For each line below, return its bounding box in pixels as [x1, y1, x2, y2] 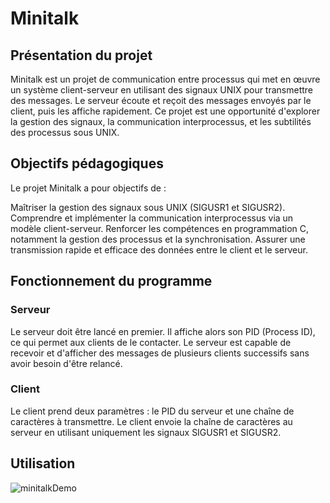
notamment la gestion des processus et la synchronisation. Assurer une [10, 233, 306, 245]
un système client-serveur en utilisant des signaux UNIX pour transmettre [10, 84, 314, 96]
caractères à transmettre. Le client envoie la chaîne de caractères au [10, 415, 293, 427]
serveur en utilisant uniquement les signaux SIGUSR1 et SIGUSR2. [10, 426, 282, 438]
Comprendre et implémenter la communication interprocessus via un [10, 212, 294, 224]
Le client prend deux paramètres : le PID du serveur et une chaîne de [10, 405, 295, 417]
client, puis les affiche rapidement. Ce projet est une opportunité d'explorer [10, 105, 321, 117]
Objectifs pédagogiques [10, 155, 164, 172]
